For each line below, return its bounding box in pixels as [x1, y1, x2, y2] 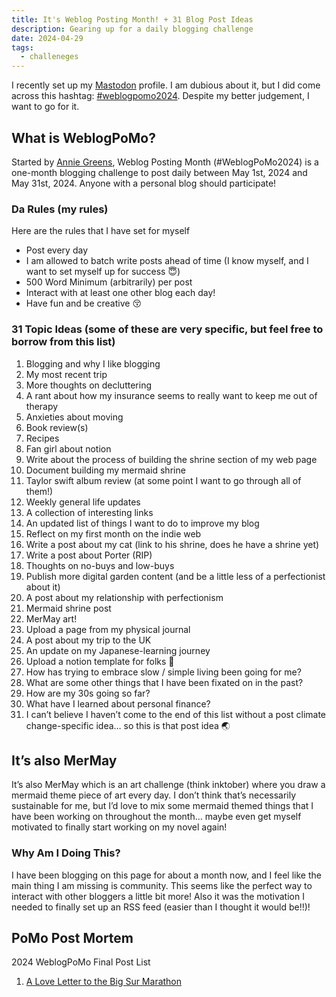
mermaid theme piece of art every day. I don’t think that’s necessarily [11, 789, 297, 801]
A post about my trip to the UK [25, 634, 152, 646]
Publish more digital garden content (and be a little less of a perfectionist [25, 570, 326, 582]
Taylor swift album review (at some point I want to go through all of [25, 474, 302, 486]
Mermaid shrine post [25, 602, 112, 614]
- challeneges [20, 52, 79, 62]
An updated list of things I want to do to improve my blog [25, 517, 260, 529]
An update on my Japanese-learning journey [25, 644, 211, 656]
